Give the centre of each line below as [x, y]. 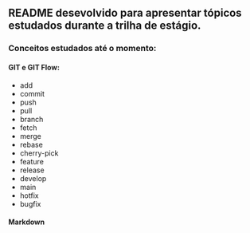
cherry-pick [39, 153]
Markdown [27, 222]
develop [33, 178]
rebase [31, 144]
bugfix [30, 203]
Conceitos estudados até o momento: [82, 49]
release [32, 170]
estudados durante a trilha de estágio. [105, 26]
